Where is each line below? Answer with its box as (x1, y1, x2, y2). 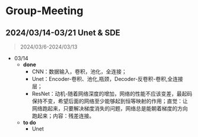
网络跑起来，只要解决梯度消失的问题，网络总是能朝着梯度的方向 (31, 105, 188, 112)
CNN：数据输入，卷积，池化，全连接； (31, 68, 127, 75)
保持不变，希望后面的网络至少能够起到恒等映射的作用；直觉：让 (31, 97, 188, 105)
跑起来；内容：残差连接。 (31, 112, 95, 119)
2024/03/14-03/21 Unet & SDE (5, 28, 121, 38)
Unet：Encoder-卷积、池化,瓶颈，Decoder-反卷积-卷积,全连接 (31, 76, 183, 82)
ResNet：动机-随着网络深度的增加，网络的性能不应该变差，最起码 (31, 90, 193, 97)
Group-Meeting (5, 4, 84, 18)
